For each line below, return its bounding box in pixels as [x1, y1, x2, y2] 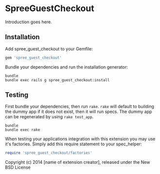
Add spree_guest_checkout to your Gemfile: [5, 46, 93, 51]
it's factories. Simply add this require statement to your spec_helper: [5, 141, 142, 147]
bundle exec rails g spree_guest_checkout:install [5, 78, 110, 82]
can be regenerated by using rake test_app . [5, 114, 94, 120]
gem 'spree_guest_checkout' [5, 55, 62, 60]
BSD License [5, 164, 31, 170]
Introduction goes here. [5, 19, 52, 25]
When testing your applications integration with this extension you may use [5, 136, 156, 142]
